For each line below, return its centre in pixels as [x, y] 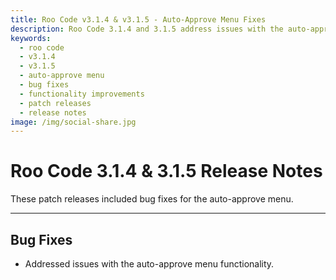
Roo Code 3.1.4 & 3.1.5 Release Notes [166, 171]
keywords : [31, 38]
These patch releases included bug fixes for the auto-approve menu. [152, 199]
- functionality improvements [82, 94]
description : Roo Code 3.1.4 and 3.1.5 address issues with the [147, 29]
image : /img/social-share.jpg [73, 122]
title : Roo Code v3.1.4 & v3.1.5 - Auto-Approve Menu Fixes [138, 19]
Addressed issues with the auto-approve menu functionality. [149, 264]
